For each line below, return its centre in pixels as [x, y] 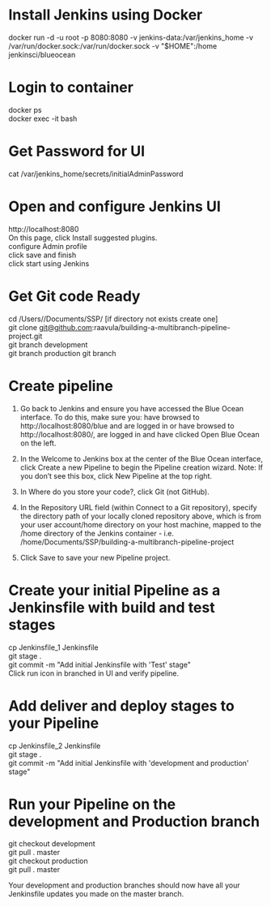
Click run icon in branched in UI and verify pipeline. [94, 673]
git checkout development [52, 844]
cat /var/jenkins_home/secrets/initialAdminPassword [96, 174]
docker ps [25, 110]
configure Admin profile [48, 246]
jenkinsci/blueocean [42, 54]
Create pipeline [61, 386]
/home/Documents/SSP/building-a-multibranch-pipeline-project [127, 542]
